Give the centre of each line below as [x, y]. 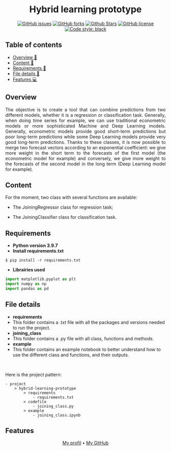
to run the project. [32, 328]
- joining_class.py [53, 406]
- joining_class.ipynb [56, 415]
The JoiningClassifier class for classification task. [65, 217]
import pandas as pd [27, 289]
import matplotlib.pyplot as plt [41, 279]
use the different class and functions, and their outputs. [71, 355]
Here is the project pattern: [34, 374]
